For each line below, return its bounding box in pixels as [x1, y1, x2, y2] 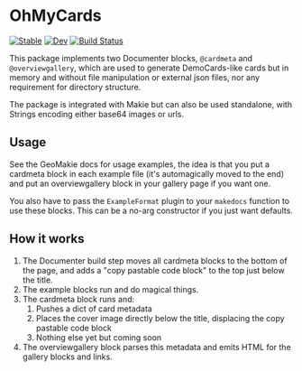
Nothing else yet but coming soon [35, 331, 162, 343]
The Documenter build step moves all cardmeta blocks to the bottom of [22, 255, 288, 266]
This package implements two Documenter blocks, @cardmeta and [9, 52, 253, 63]
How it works [9, 231, 85, 246]
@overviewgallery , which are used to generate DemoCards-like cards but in [9, 62, 289, 73]
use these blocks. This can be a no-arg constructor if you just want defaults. [9, 205, 293, 216]
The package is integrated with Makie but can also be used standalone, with [9, 98, 293, 109]
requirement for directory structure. [9, 81, 142, 92]
